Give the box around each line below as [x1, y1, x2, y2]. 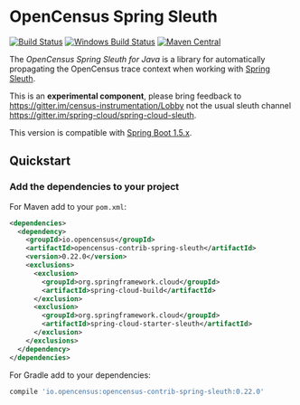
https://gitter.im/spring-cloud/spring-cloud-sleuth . [9, 109, 197, 120]
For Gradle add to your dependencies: [9, 369, 151, 381]
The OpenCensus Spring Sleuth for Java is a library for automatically [9, 53, 266, 64]
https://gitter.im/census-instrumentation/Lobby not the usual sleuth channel [9, 99, 292, 110]
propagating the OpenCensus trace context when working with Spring [9, 63, 271, 74]
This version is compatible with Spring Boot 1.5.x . [9, 127, 192, 137]
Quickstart [9, 154, 71, 169]
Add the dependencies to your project [9, 181, 180, 193]
